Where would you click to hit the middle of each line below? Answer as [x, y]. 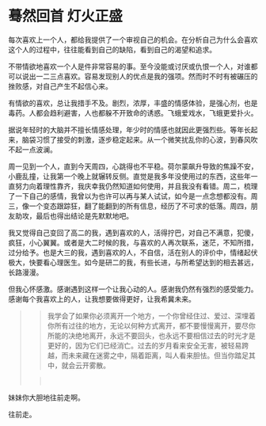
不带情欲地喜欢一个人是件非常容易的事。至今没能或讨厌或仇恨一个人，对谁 [129, 66]
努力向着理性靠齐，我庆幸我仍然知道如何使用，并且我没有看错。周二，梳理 [136, 186]
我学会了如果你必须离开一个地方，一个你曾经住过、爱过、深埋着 [151, 316]
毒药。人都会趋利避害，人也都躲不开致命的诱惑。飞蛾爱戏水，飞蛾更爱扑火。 [133, 112]
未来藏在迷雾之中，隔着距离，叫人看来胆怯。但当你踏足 [159, 355]
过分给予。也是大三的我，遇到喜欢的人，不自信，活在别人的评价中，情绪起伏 [133, 252]
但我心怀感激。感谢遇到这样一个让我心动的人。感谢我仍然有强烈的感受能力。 [133, 289]
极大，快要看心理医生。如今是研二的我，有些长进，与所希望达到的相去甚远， [133, 262]
